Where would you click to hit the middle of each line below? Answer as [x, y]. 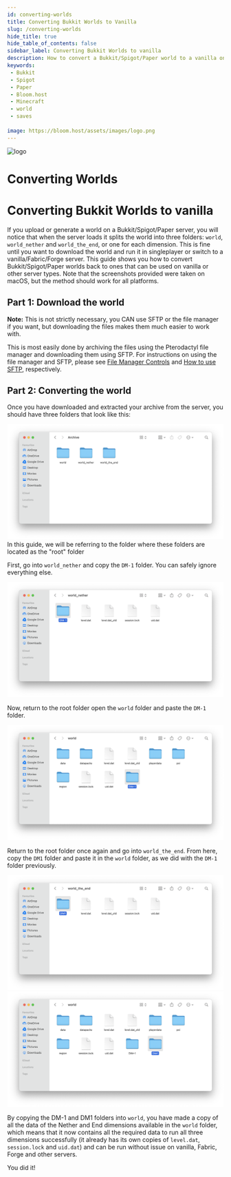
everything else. [30, 572]
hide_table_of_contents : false [52, 44]
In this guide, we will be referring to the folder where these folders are [106, 544]
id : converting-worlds [40, 14]
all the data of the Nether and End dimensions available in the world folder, [112, 1125]
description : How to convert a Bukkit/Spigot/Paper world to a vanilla [112, 59]
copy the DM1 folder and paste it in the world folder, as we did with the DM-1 [112, 858]
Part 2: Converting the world [69, 390]
